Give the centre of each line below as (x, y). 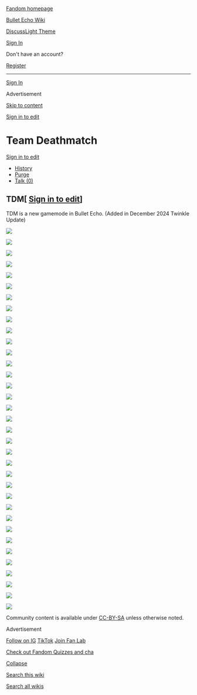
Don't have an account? (35, 54)
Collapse (17, 663)
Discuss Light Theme (31, 31)
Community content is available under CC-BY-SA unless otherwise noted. (95, 617)
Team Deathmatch (52, 140)
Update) (16, 220)
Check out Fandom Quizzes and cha (50, 652)
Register (16, 65)
